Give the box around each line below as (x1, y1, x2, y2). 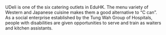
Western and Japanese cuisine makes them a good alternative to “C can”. (5, 9, 157, 15)
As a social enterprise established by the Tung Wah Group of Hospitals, (5, 15, 153, 20)
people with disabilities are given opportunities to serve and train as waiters (5, 20, 161, 26)
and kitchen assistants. (5, 25, 53, 31)
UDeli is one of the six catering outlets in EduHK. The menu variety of (5, 4, 149, 10)
